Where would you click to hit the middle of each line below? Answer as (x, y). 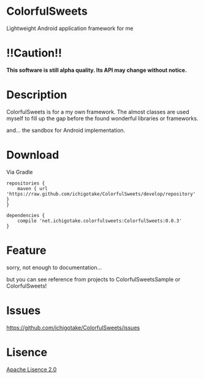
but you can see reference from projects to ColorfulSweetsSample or (93, 279)
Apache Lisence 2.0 (32, 369)
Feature (26, 250)
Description (37, 95)
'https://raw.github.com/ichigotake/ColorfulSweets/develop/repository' (101, 194)
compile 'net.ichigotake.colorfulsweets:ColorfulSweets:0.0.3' (100, 221)
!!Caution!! (34, 53)
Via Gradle (20, 172)
